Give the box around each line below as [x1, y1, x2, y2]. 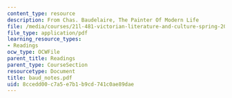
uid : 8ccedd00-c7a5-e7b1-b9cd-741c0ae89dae [7, 81, 135, 88]
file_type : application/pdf [7, 29, 88, 37]
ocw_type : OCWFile [7, 49, 60, 56]
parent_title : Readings [7, 55, 76, 62]
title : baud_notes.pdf [7, 74, 72, 81]
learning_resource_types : [7, 36, 81, 43]
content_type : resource [7, 10, 76, 17]
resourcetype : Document [7, 68, 76, 75]
